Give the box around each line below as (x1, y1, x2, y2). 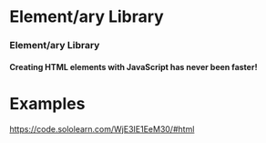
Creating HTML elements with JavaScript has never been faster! (9, 61, 258, 72)
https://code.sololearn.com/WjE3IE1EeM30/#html (9, 123, 195, 134)
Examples (9, 93, 86, 114)
